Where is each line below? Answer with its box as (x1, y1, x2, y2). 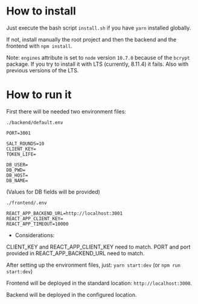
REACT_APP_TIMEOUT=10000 (6, 221, 69, 227)
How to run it (6, 88, 72, 102)
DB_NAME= (6, 177, 28, 183)
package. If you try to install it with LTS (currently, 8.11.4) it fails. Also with (6, 60, 189, 68)
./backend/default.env (6, 119, 63, 125)
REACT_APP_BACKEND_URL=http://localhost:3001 (6, 210, 123, 217)
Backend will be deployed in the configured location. (6, 291, 137, 298)
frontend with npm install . (6, 42, 72, 49)
